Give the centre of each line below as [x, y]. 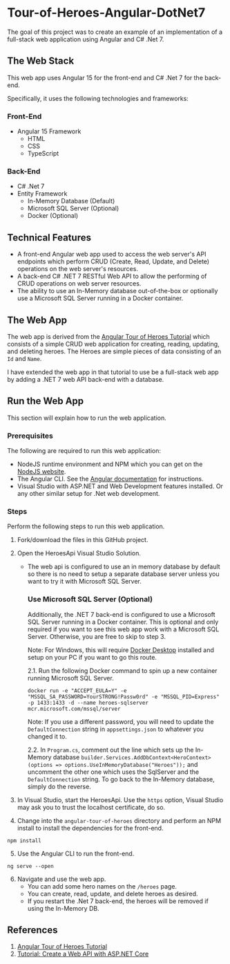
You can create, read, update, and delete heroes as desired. [113, 893]
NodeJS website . [41, 472]
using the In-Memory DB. [63, 908]
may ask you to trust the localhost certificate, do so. [91, 807]
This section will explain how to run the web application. [87, 418]
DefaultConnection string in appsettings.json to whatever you [115, 729]
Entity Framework [42, 194]
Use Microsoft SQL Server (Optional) [90, 600]
